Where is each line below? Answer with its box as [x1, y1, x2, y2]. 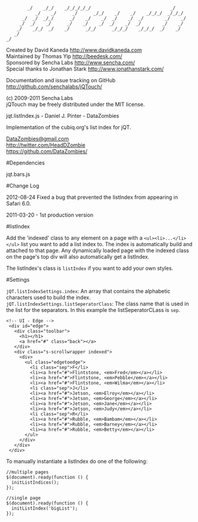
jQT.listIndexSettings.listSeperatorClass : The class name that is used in [6, 300, 189, 307]
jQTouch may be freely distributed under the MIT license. [6, 101, 145, 108]
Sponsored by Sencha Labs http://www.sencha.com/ [6, 59, 135, 66]
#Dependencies [6, 159, 46, 166]
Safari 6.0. [6, 200, 31, 207]
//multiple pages [6, 469, 49, 475]
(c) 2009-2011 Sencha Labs [6, 95, 73, 101]
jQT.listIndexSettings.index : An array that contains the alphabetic [6, 288, 171, 295]
